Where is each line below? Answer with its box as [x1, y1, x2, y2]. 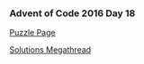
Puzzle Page [9, 28, 56, 38]
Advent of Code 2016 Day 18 [9, 7, 136, 20]
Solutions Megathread [9, 44, 92, 55]
